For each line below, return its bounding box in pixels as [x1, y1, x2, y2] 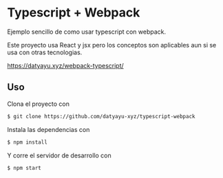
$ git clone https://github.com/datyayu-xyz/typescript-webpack [7, 113, 195, 120]
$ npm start [7, 164, 41, 171]
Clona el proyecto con [7, 100, 70, 108]
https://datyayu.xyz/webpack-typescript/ [7, 61, 124, 69]
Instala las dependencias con [7, 125, 90, 133]
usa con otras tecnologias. [7, 48, 83, 56]
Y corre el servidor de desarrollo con [7, 151, 111, 159]
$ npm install [7, 139, 48, 146]
